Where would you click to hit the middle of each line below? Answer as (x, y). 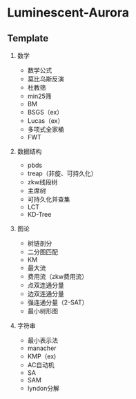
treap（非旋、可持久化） (62, 173)
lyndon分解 (43, 388)
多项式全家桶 (46, 129)
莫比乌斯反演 (46, 79)
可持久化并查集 (49, 199)
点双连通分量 (46, 285)
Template (28, 38)
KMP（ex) (42, 356)
